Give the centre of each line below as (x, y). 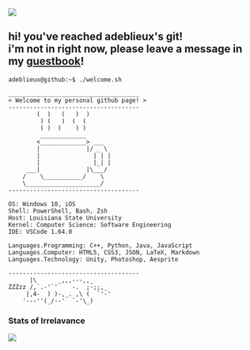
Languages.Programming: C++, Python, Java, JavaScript (100, 245)
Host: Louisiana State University (65, 218)
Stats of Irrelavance (47, 321)
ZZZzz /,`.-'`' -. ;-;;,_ (58, 287)
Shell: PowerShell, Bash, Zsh (58, 211)
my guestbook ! (46, 61)
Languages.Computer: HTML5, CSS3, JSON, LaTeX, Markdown (104, 252)
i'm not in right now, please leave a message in (125, 49)
